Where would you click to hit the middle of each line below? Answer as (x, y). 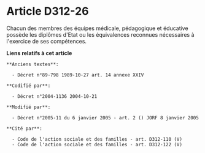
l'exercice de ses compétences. (47, 41)
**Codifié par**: (29, 86)
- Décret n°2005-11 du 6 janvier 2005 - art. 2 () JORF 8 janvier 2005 (106, 118)
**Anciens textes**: (33, 64)
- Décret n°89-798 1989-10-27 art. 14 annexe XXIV (78, 75)
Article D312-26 (48, 11)
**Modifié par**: (29, 107)
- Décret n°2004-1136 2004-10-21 (55, 96)
